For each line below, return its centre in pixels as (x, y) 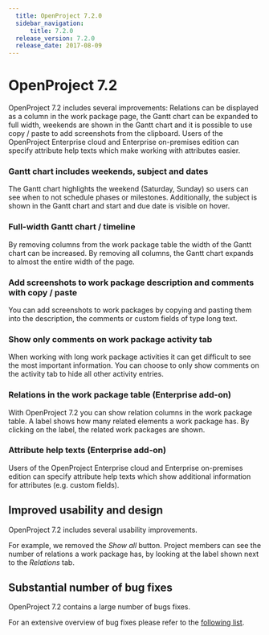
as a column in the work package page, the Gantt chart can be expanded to (133, 117)
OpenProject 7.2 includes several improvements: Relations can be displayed (133, 108)
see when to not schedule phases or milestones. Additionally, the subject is (133, 197)
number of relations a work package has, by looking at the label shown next (134, 554)
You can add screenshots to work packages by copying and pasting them (130, 310)
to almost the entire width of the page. (71, 262)
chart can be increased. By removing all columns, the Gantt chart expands (131, 253)
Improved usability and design (86, 511)
